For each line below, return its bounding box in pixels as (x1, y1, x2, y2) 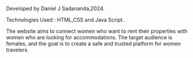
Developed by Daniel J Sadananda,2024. (6, 5, 105, 12)
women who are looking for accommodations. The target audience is (6, 34, 172, 40)
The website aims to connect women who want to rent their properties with (6, 28, 188, 35)
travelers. (6, 46, 29, 53)
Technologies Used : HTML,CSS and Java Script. (6, 16, 124, 23)
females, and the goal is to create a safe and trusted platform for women (6, 40, 181, 47)
